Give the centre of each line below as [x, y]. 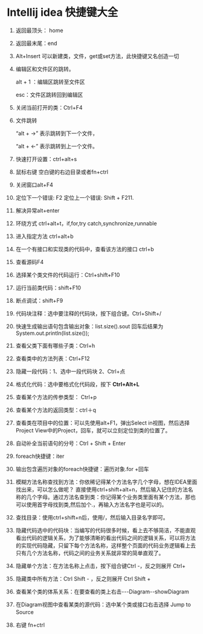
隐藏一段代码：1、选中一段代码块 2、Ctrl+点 [70, 371]
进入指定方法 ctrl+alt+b [45, 236]
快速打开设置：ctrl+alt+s [46, 159]
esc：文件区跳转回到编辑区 [49, 94]
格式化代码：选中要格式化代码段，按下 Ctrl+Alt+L [77, 384]
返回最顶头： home [39, 30]
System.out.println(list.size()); [53, 333]
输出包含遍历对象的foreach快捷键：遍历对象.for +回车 [82, 469]
